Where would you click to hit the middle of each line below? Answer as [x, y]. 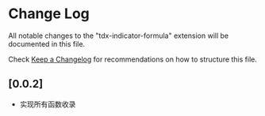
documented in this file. [47, 43]
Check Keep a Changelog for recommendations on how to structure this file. [133, 59]
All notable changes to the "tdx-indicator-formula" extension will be [118, 36]
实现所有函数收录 [48, 104]
